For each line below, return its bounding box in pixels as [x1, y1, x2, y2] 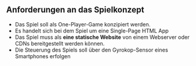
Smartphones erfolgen [14, 52, 71, 59]
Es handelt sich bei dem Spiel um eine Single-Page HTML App [14, 27, 169, 34]
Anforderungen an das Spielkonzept [6, 5, 144, 15]
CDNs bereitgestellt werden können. [14, 40, 105, 47]
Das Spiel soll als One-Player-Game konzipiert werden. [14, 20, 151, 28]
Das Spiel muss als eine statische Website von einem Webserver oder [14, 33, 190, 41]
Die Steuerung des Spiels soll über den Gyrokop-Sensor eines [14, 46, 168, 53]
